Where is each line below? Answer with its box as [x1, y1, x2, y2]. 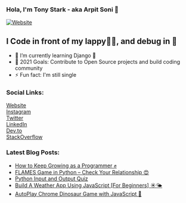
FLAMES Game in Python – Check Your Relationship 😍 [14, 168, 149, 176]
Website [6, 102, 27, 109]
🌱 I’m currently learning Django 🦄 [14, 52, 97, 59]
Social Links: [6, 89, 44, 97]
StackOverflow [6, 133, 43, 140]
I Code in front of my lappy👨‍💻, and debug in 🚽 [6, 36, 178, 46]
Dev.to [6, 127, 23, 135]
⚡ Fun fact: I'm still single [14, 71, 76, 79]
